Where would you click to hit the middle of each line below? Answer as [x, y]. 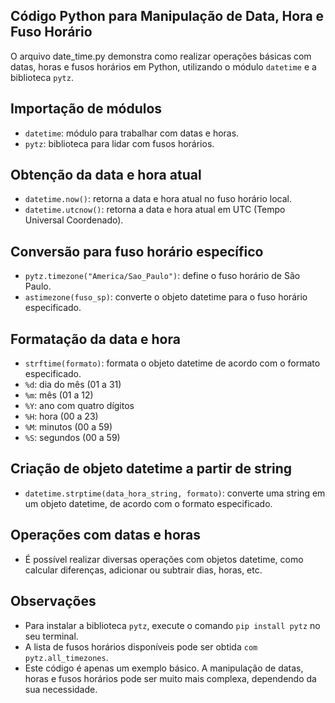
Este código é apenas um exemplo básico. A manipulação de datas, [164, 668]
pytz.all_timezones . [66, 657]
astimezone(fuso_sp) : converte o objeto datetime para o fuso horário [166, 297]
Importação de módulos [86, 109]
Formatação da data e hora [95, 339]
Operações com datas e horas [106, 535]
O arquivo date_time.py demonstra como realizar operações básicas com [161, 56]
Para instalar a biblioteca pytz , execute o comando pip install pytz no [172, 625]
